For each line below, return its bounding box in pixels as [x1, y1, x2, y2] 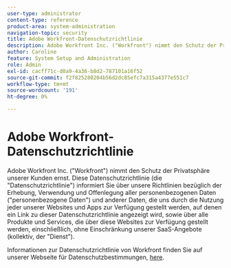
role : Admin [7, 61, 41, 68]
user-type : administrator [7, 10, 81, 17]
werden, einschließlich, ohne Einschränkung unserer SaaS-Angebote [7, 225, 202, 233]
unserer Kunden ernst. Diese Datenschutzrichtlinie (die [7, 174, 163, 182]
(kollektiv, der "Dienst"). [7, 232, 75, 240]
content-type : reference [7, 17, 78, 23]
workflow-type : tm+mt [7, 81, 69, 87]
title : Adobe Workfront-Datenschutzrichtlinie [7, 36, 143, 43]
